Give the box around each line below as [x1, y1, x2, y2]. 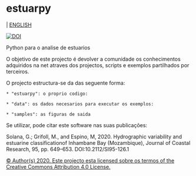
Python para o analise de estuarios [6, 44, 91, 51]
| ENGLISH [6, 21, 32, 28]
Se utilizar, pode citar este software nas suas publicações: [6, 121, 148, 128]
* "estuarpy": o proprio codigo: [6, 91, 88, 97]
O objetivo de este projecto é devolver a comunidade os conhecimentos [6, 55, 181, 62]
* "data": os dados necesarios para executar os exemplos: [6, 101, 154, 107]
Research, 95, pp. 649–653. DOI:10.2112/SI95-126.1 [6, 145, 129, 152]
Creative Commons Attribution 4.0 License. [6, 163, 111, 170]
